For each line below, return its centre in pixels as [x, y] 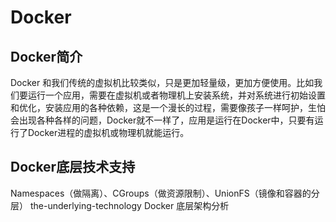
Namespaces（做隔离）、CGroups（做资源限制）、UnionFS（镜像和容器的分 [165, 193]
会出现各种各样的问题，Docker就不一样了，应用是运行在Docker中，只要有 [162, 120]
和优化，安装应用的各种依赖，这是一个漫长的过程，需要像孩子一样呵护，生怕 [168, 107]
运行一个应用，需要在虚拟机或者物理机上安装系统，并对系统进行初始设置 [176, 95]
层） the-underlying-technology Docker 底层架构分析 [120, 205]
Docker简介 [46, 56]
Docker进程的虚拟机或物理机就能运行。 [108, 132]
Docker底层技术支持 [73, 167]
